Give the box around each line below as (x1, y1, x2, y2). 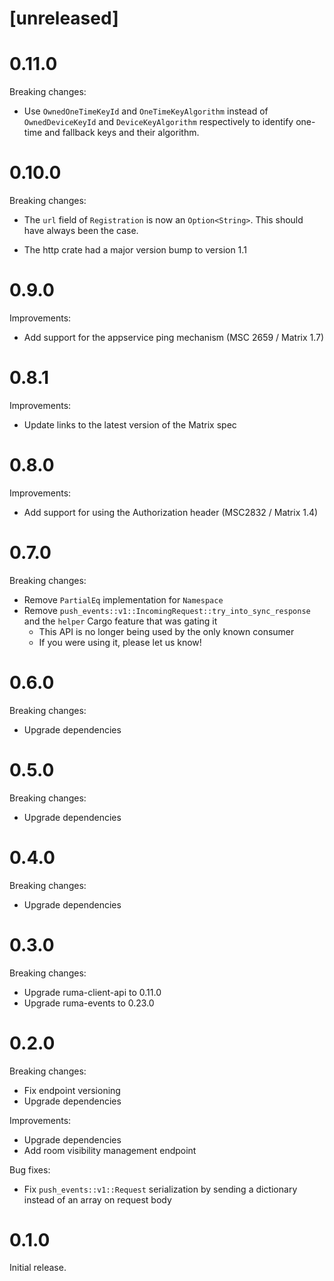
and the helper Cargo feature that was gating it (23, 615, 218, 627)
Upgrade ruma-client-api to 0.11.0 (23, 986, 162, 998)
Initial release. (9, 1262, 67, 1274)
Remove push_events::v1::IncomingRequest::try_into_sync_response (23, 604, 311, 616)
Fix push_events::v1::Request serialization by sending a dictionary (23, 1183, 298, 1195)
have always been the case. (23, 225, 139, 237)
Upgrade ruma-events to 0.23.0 (23, 997, 155, 1009)
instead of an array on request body (23, 1193, 172, 1206)
